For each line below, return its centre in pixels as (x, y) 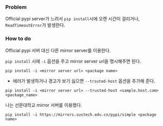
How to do (18, 39)
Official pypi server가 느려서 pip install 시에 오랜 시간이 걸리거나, (73, 19)
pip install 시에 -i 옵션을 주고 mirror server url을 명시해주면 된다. (73, 61)
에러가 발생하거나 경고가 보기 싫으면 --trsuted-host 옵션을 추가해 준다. (84, 81)
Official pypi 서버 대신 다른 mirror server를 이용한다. (58, 50)
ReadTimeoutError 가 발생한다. (35, 25)
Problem (16, 7)
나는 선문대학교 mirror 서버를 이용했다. (44, 105)
